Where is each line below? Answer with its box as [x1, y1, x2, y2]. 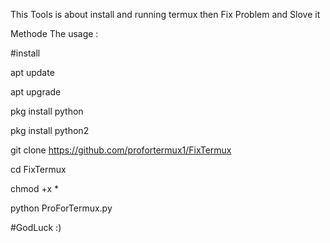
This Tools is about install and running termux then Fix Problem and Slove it [10, 9, 321, 20]
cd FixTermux [10, 164, 67, 175]
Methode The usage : [10, 28, 99, 39]
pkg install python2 [10, 125, 90, 136]
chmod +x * [10, 183, 59, 194]
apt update [10, 67, 55, 78]
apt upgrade [10, 86, 62, 98]
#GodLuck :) [10, 222, 62, 233]
